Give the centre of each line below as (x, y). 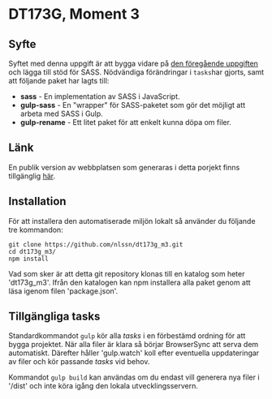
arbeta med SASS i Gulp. (61, 114)
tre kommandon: (36, 230)
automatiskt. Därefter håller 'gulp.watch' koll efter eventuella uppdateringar (134, 353)
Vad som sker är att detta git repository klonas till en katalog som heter (127, 273)
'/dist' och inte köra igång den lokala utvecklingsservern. (104, 386)
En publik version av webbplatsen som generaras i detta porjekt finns (124, 167)
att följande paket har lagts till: (59, 81)
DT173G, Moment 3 (74, 14)
